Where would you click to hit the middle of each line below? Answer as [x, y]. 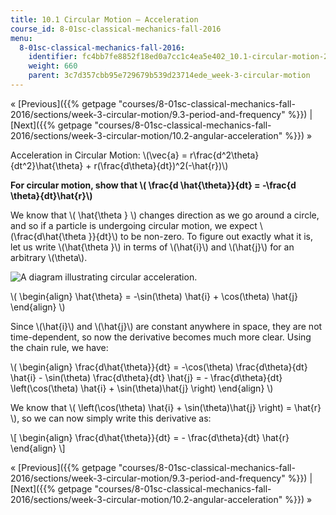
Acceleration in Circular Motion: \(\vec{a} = [99, 155]
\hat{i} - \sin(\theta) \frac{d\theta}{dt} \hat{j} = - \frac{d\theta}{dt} [146, 377]
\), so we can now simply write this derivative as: [111, 418]
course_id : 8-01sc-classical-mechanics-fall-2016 [116, 29]
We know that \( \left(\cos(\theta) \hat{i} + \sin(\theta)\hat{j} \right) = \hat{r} [166, 407]
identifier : [53, 57]
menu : [21, 38]
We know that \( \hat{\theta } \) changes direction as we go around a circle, [165, 215]
